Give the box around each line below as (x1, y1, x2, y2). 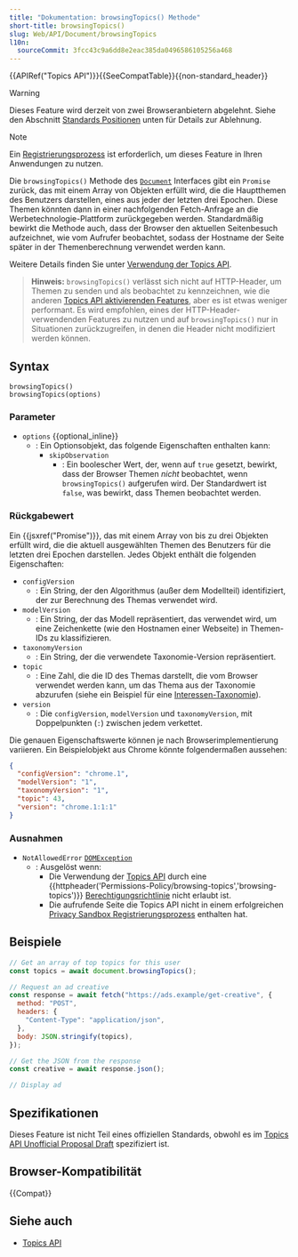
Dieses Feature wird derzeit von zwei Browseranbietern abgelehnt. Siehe (9, 105, 277, 116)
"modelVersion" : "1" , (17, 778, 98, 787)
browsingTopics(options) (9, 390, 101, 399)
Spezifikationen (9, 1105, 100, 1121)
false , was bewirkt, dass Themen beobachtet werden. (61, 487, 262, 498)
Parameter (9, 410, 56, 423)
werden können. (30, 333, 91, 343)
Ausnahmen (9, 832, 64, 844)
